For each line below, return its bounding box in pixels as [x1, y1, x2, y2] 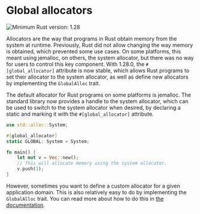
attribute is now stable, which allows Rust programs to [56, 67, 190, 74]
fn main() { [6, 149, 36, 155]
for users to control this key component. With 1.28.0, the [6, 61, 145, 68]
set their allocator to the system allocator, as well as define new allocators [6, 73, 189, 80]
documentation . [6, 201, 46, 209]
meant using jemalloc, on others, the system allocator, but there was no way [6, 54, 194, 61]
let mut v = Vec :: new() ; [17, 155, 79, 161]
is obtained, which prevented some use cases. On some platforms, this [6, 47, 181, 55]
